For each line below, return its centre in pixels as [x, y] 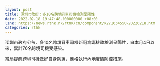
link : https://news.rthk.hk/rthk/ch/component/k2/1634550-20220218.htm [80, 23]
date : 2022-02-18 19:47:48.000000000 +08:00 [51, 19]
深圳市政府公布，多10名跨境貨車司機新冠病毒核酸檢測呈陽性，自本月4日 [78, 43]
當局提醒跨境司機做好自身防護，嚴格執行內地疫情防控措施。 [65, 59]
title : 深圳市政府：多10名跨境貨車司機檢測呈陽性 [50, 14]
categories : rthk [23, 28]
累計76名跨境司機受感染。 [40, 48]
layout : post [18, 10]
